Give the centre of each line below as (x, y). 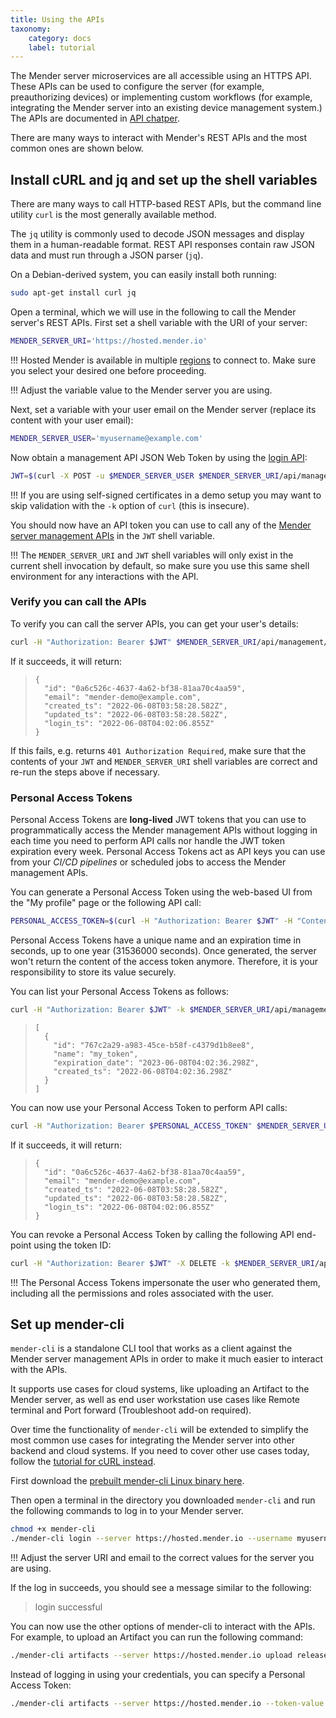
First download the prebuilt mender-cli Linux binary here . (127, 1481)
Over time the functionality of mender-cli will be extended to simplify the (159, 1430)
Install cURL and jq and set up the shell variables (164, 179)
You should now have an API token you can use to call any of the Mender (161, 525)
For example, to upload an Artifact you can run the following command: (156, 1637)
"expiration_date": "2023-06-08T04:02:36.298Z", (156, 1062)
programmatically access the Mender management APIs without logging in (164, 830)
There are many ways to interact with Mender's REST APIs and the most (159, 138)
